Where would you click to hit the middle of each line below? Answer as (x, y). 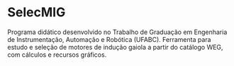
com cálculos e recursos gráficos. (57, 55)
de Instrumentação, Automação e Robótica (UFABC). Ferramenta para (109, 39)
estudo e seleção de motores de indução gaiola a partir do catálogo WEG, (115, 47)
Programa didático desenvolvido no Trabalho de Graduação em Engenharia (117, 32)
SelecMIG (37, 12)
